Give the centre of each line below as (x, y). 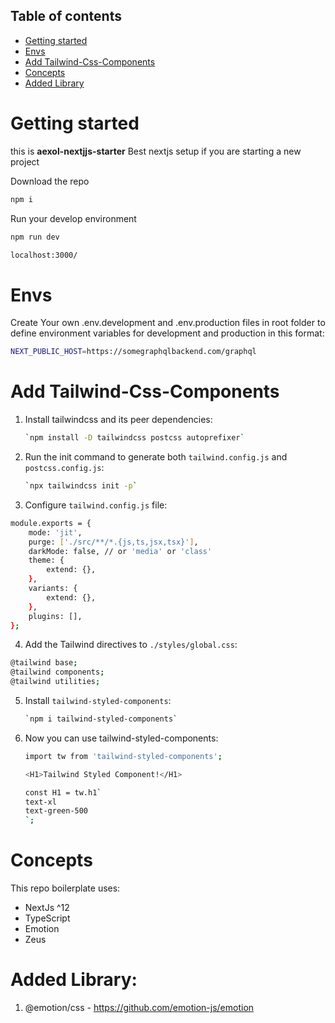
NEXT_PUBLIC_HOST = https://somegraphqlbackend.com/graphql (133, 352)
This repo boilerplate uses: (65, 888)
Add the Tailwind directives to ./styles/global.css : (131, 645)
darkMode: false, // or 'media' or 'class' (120, 551)
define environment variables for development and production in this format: (167, 333)
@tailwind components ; (57, 672)
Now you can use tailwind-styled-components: (121, 738)
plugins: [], (55, 616)
